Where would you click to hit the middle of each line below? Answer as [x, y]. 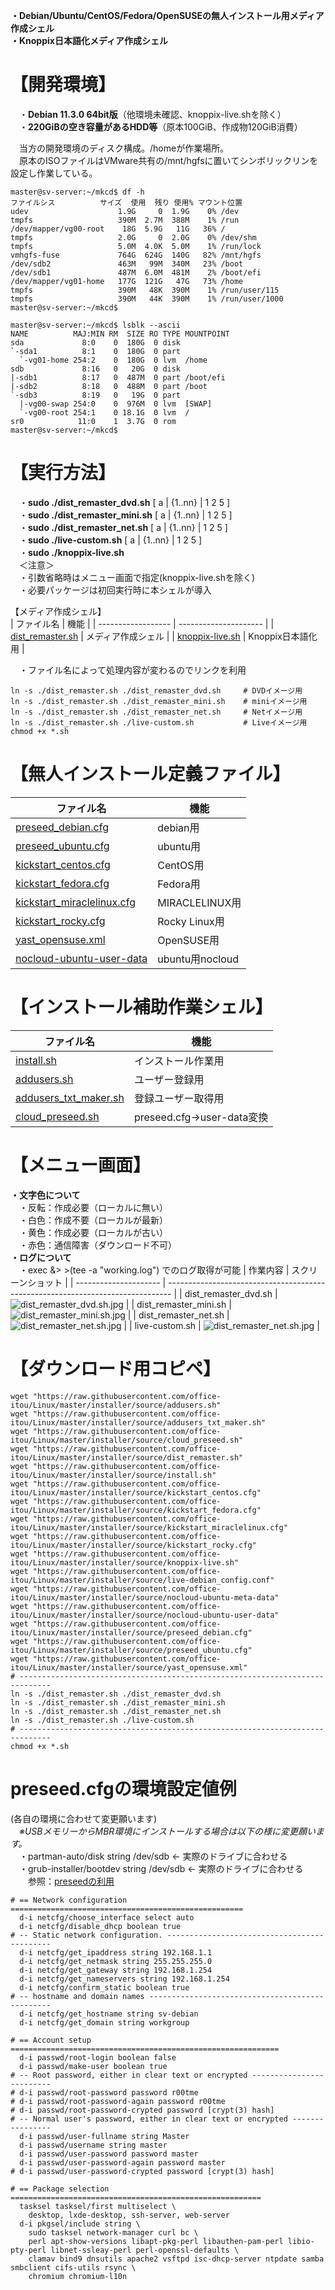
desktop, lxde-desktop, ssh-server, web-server [129, 2215]
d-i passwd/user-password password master [109, 2154]
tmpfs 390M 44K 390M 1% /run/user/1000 [147, 299]
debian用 [178, 827]
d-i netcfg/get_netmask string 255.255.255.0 [116, 1961]
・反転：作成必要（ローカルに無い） [93, 1207]
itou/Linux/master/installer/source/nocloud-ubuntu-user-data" [145, 1615]
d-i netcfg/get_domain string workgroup [104, 2022]
